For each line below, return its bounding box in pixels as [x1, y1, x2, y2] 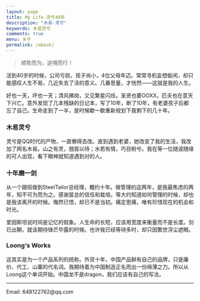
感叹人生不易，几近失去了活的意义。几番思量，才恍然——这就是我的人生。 [11, 79, 194, 86]
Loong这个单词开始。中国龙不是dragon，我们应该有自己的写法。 [6, 271, 165, 278]
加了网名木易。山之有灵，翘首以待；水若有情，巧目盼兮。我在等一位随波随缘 [6, 145, 194, 153]
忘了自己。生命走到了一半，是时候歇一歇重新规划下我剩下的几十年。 [6, 107, 173, 114]
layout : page [6, 8, 39, 15]
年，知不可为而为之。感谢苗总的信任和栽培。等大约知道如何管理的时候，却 [6, 191, 189, 198]
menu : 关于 [6, 36, 32, 42]
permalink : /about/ [6, 42, 55, 48]
